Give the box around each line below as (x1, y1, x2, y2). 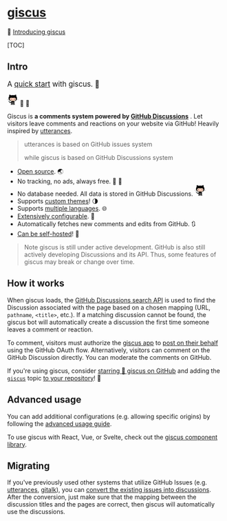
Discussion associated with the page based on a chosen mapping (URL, (7, 303, 211, 311)
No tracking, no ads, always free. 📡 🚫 (17, 177, 122, 185)
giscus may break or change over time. (23, 257, 136, 266)
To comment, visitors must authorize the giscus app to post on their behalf (7, 338, 219, 347)
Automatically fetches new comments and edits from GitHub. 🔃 (17, 219, 196, 228)
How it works (7, 278, 65, 289)
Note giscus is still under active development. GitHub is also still (23, 243, 206, 251)
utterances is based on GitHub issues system (23, 140, 153, 149)
